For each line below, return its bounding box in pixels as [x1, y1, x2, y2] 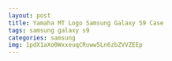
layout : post [8, 11, 51, 20]
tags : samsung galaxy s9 [8, 26, 90, 34]
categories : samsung [8, 33, 77, 42]
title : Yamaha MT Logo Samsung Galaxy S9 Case [8, 19, 164, 27]
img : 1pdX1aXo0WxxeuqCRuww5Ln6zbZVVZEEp [8, 41, 144, 49]
